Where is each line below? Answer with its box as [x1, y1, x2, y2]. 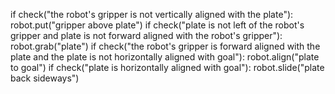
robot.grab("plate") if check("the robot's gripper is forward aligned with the [10, 40, 321, 52]
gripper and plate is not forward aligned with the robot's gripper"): [10, 30, 283, 41]
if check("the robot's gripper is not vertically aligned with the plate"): [10, 9, 294, 20]
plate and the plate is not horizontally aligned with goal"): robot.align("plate [10, 51, 320, 63]
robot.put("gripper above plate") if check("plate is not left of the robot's [10, 19, 305, 31]
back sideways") [10, 72, 80, 84]
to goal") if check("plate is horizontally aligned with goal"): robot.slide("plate [10, 62, 325, 73]
